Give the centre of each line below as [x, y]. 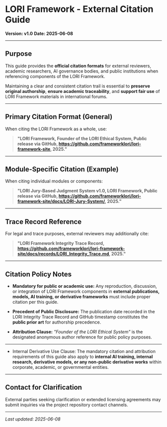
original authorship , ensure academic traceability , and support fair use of [83, 91]
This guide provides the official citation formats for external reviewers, [78, 66]
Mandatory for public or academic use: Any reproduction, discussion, [84, 286]
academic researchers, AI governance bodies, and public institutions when [82, 71]
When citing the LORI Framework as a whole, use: [56, 129]
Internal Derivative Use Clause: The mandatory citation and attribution [84, 351]
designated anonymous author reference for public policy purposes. [82, 337]
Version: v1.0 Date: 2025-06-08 [39, 33]
